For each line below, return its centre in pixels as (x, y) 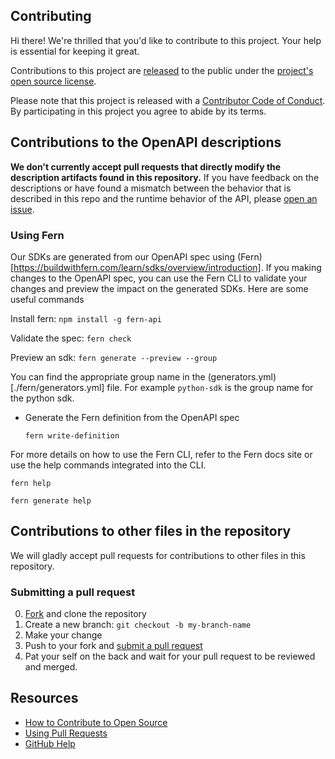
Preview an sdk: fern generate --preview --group (114, 357)
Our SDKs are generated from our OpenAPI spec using (123, 256)
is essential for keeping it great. (75, 51)
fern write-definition (72, 435)
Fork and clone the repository (85, 614)
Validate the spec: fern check (71, 338)
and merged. (51, 667)
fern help (31, 483)
